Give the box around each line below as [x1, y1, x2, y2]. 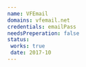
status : [7, 36, 30, 43]
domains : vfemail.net [7, 17, 71, 24]
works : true [10, 43, 45, 50]
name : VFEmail [7, 10, 49, 17]
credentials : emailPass [7, 23, 77, 30]
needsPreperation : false [7, 29, 80, 37]
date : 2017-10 [10, 50, 52, 57]
